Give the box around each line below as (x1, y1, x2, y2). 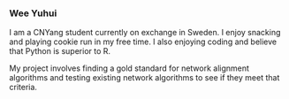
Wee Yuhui (9, 7, 57, 19)
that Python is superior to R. (9, 46, 111, 57)
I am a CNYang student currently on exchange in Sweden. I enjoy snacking (9, 27, 281, 38)
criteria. (9, 82, 38, 93)
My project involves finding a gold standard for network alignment (9, 63, 250, 73)
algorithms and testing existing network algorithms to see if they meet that (9, 72, 280, 83)
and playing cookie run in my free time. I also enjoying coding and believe (9, 36, 277, 47)
